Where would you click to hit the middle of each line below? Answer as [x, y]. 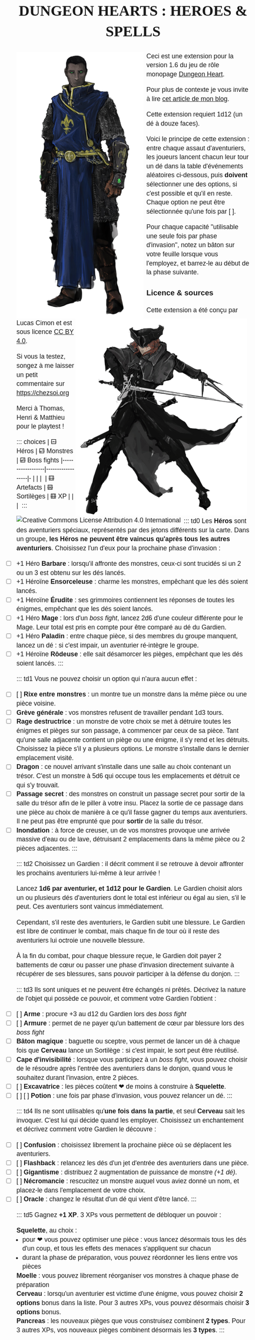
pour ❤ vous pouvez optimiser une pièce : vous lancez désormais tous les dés [134, 1239]
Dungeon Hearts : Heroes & [133, 11]
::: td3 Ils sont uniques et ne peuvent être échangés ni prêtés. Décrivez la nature [131, 990]
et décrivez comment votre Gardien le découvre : [86, 1129]
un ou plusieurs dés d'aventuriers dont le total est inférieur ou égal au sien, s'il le [131, 897]
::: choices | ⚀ [37, 442]
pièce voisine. [36, 704]
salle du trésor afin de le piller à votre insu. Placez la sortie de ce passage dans [130, 803]
